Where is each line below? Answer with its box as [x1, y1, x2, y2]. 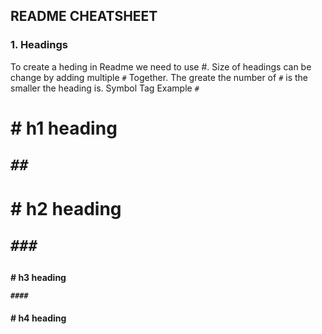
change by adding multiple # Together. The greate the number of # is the [10, 71, 308, 83]
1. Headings [10, 38, 68, 52]
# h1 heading [10, 117, 118, 139]
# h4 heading [10, 312, 67, 324]
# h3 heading [10, 272, 67, 284]
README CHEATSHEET [10, 8, 158, 25]
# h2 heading [10, 198, 122, 221]
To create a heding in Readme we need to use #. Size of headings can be [10, 60, 312, 73]
